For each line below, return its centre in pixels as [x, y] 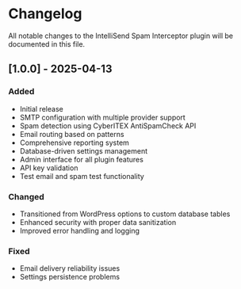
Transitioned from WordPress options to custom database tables [125, 214]
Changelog [45, 14]
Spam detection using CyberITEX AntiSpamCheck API [108, 125]
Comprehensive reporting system [74, 143]
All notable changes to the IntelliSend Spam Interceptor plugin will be [121, 36]
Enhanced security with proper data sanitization [98, 222]
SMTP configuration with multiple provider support [103, 117]
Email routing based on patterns [72, 134]
